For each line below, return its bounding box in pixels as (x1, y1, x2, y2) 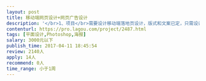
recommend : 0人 (6, 60, 44, 66)
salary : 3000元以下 (6, 37, 53, 43)
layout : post (6, 9, 40, 15)
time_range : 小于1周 (6, 65, 56, 72)
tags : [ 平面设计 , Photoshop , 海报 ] (6, 32, 86, 38)
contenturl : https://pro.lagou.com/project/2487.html (6, 26, 147, 32)
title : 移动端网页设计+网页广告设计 (6, 15, 88, 21)
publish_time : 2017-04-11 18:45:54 (6, 43, 97, 49)
